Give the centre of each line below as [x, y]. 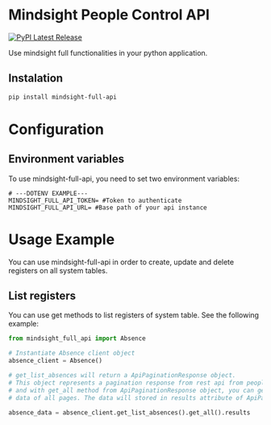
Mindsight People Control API [109, 15]
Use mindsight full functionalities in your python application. [108, 53]
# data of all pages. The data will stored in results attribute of [126, 398]
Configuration [56, 129]
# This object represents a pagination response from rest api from [126, 383]
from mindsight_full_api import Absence [77, 339]
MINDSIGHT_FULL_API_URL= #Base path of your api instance [108, 208]
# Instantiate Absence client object [72, 353]
